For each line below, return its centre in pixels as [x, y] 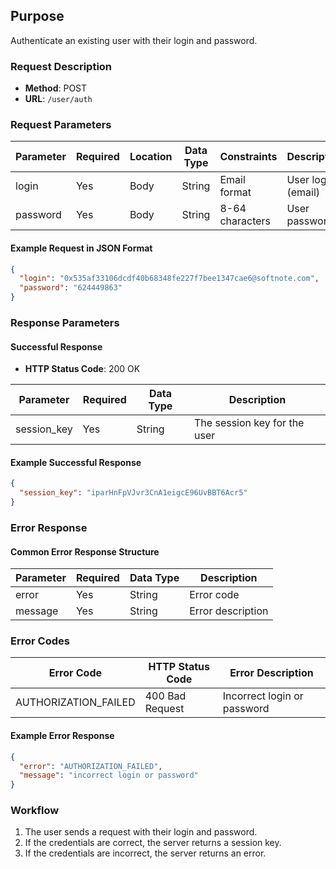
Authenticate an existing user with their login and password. [134, 40]
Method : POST [56, 88]
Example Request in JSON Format [81, 248]
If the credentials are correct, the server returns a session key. [153, 843]
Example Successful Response [76, 462]
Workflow [35, 811]
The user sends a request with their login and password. [141, 832]
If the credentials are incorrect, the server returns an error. [145, 853]
